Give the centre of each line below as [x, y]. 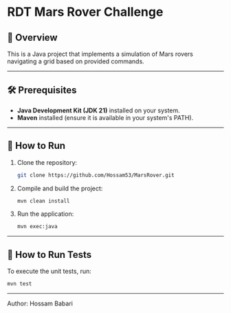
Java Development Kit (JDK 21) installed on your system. [98, 110]
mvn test [20, 284]
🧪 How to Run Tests [49, 255]
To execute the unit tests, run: [49, 271]
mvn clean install [43, 201]
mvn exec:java [37, 227]
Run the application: [45, 214]
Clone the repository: [47, 162]
